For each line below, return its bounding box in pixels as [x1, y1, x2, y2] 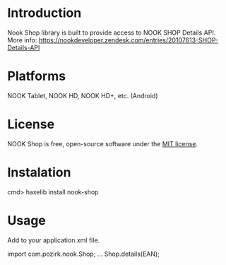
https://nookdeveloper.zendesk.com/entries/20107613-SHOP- [38, 35, 219, 44]
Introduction [7, 5, 82, 21]
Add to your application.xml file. [7, 235, 100, 245]
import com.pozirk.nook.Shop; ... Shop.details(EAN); [7, 249, 160, 258]
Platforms [7, 69, 66, 84]
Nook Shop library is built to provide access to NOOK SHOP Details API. [7, 28, 216, 37]
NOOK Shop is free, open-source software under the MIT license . [7, 139, 198, 148]
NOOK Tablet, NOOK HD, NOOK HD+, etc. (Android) [7, 91, 158, 100]
